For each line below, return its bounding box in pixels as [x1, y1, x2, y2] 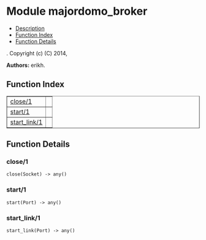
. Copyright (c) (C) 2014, [6, 49, 67, 56]
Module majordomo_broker [6, 4, 148, 18]
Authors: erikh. [6, 61, 45, 69]
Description [15, 25, 45, 32]
